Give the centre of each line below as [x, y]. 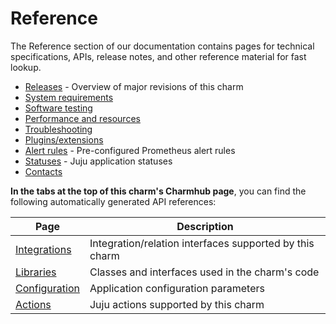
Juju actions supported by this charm [177, 304]
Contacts [43, 171]
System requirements [69, 97]
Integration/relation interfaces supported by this [202, 243]
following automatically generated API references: [113, 201]
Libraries [36, 272]
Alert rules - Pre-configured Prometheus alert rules [130, 150]
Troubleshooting [58, 129]
